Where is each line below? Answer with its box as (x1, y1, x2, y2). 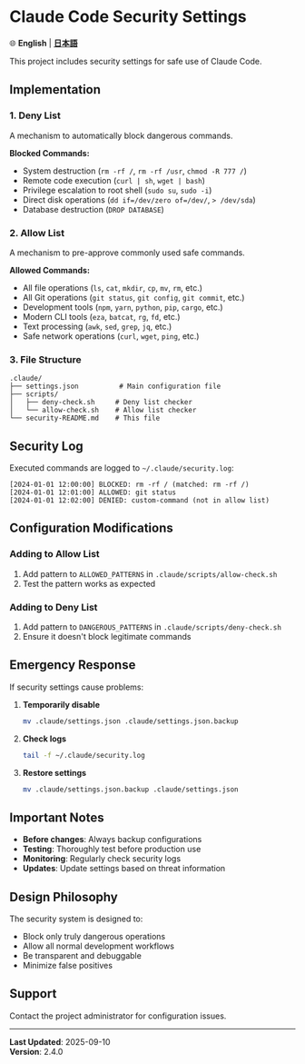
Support (9, 986, 57, 1001)
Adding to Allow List (9, 548, 100, 561)
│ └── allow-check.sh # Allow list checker (9, 406, 197, 415)
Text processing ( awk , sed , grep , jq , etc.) (22, 321, 172, 332)
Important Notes (9, 810, 104, 825)
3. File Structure (9, 353, 82, 365)
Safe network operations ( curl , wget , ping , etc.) (22, 330, 200, 342)
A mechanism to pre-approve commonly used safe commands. (9, 247, 245, 258)
